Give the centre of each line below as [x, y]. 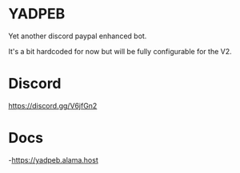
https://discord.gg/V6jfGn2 [53, 105]
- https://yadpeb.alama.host [53, 159]
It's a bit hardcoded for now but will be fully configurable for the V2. [120, 51]
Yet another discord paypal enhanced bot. [78, 36]
